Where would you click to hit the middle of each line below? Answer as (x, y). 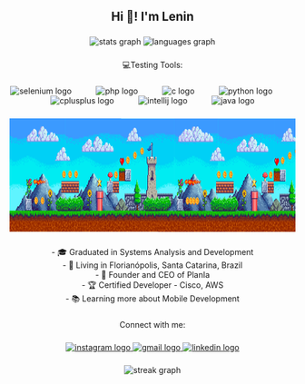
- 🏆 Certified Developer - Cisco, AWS (152, 285)
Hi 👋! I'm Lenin (152, 17)
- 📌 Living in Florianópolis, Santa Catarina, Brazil (152, 265)
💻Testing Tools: (152, 65)
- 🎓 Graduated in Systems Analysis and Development (152, 252)
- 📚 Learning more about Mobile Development (152, 299)
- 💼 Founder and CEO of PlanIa (152, 275)
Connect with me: (152, 324)
